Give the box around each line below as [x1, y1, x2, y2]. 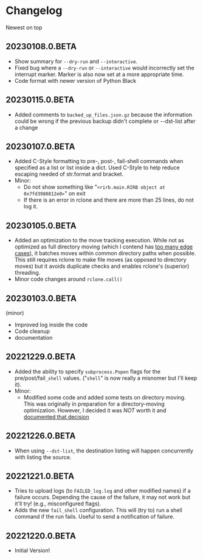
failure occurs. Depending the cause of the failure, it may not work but [14, 494, 191, 501]
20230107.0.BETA [5, 141, 75, 152]
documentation [14, 334, 53, 341]
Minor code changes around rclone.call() [14, 275, 123, 283]
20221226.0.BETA [5, 431, 76, 441]
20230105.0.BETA [5, 220, 77, 231]
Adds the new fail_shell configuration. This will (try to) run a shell [14, 507, 183, 514]
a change [14, 124, 38, 131]
